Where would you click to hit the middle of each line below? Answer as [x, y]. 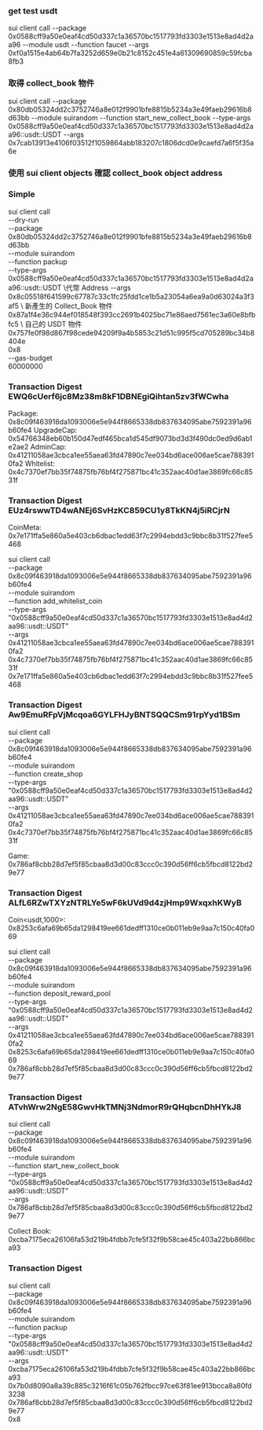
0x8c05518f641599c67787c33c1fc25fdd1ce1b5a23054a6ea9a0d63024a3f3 [131, 296]
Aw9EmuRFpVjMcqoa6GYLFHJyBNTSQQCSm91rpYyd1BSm [124, 715]
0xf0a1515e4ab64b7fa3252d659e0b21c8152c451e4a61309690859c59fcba [130, 53]
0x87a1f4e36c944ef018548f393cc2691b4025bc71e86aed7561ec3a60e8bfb [132, 314]
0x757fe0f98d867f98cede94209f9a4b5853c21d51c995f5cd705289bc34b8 [131, 332]
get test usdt [33, 11]
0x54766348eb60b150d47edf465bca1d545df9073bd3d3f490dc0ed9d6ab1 [130, 438]
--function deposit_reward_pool [60, 993]
